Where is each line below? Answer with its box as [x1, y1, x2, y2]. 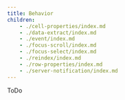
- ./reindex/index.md [19, 55, 81, 62]
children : [7, 16, 36, 23]
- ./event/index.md [19, 36, 76, 42]
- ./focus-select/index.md [19, 49, 97, 55]
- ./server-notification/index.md [19, 67, 118, 74]
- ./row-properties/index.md [19, 61, 103, 68]
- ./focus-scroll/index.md [19, 42, 97, 49]
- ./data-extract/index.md [19, 29, 97, 36]
